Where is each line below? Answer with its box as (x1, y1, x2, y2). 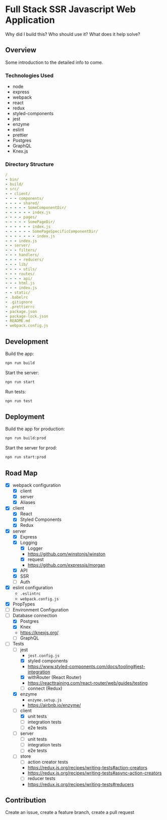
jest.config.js (27, 653, 60, 658)
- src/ (5, 186, 19, 191)
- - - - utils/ (5, 266, 37, 272)
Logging (20, 539, 38, 546)
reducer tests (27, 775, 55, 781)
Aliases (20, 500, 35, 506)
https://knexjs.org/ (20, 630, 59, 636)
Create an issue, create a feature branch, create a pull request (5, 809, 135, 815)
